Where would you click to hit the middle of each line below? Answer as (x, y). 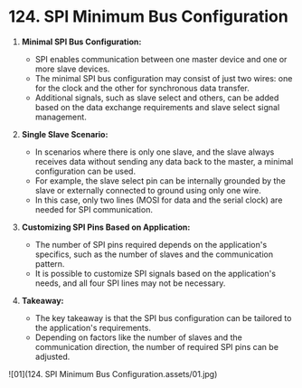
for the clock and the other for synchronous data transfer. (142, 88)
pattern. (50, 263)
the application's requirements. (93, 327)
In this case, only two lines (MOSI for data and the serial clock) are (159, 200)
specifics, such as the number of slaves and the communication (154, 254)
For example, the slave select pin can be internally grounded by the (160, 180)
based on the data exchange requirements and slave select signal (157, 107)
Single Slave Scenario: (65, 134)
